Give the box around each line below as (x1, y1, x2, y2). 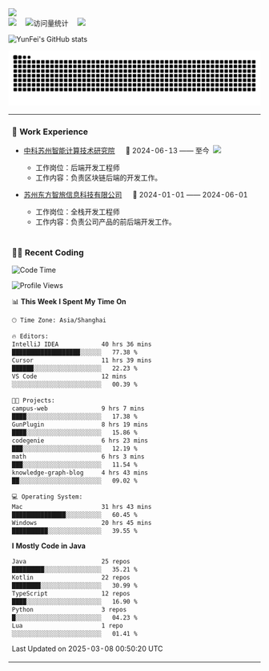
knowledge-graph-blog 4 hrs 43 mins (11, 469, 149, 477)
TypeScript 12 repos (11, 590, 130, 598)
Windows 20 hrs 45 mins (11, 519, 152, 527)
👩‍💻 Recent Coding (11, 246, 84, 258)
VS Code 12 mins (11, 372, 127, 380)
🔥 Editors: (11, 332, 50, 340)
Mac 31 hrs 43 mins (11, 503, 152, 511)
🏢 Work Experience (11, 126, 89, 137)
